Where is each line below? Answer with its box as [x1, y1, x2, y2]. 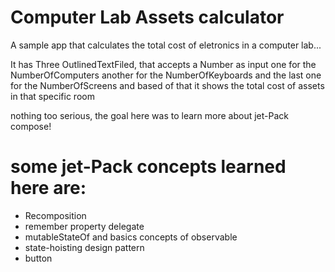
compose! [10, 120, 52, 132]
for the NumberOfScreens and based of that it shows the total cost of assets [10, 79, 325, 91]
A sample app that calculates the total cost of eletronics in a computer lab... [10, 39, 322, 51]
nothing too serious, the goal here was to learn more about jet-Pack [10, 109, 289, 121]
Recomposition [24, 209, 87, 221]
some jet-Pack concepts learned [10, 156, 287, 178]
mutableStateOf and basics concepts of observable [24, 231, 238, 243]
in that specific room [10, 90, 95, 102]
